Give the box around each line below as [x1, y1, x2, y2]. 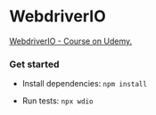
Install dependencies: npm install [21, 78, 147, 89]
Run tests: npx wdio [21, 95, 94, 106]
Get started [9, 58, 60, 70]
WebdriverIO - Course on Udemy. [9, 36, 132, 46]
